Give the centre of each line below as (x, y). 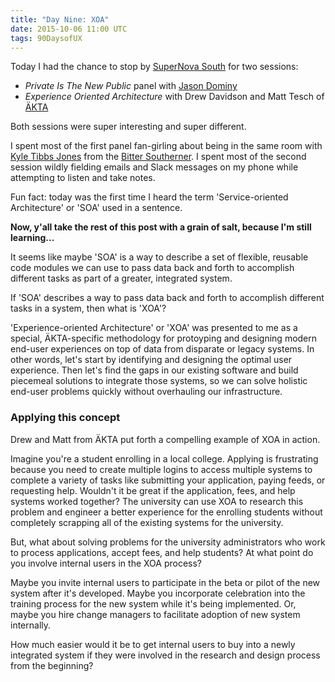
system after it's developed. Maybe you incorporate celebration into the (158, 593)
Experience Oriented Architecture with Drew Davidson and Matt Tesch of (174, 97)
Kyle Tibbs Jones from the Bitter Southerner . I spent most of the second (158, 157)
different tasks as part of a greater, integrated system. (121, 278)
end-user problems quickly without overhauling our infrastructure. (146, 392)
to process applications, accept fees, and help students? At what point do (162, 552)
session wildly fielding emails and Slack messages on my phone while (154, 167)
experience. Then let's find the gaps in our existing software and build (154, 370)
